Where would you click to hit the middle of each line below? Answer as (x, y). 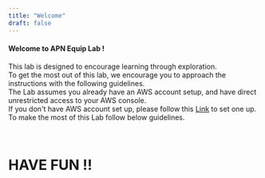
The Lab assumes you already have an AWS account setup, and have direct (132, 92)
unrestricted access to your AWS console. (77, 100)
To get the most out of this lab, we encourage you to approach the (117, 75)
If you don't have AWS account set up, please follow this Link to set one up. (132, 109)
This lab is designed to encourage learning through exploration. (113, 66)
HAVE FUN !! (50, 165)
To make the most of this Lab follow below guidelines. (97, 117)
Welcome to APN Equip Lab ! (57, 49)
